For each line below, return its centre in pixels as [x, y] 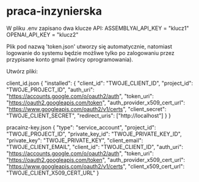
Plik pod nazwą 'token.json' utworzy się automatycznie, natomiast [89, 46]
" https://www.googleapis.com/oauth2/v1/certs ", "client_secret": [86, 109]
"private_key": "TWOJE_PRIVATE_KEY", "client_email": [75, 140]
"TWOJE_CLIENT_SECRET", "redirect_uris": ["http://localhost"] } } [89, 115]
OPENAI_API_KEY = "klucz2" [42, 34]
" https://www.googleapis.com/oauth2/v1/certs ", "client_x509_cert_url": [96, 166]
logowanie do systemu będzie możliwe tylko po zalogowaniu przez [91, 53]
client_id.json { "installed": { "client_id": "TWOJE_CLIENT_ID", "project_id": [100, 83]
